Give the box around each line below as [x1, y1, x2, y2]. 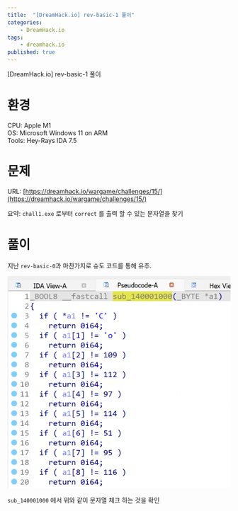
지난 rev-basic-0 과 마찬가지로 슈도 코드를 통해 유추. [7, 261, 152, 270]
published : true [7, 49, 55, 56]
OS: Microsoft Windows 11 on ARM [7, 128, 108, 137]
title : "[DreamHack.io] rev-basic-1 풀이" [7, 11, 135, 18]
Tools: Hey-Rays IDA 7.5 [7, 136, 77, 144]
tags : [7, 34, 23, 41]
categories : [7, 18, 42, 26]
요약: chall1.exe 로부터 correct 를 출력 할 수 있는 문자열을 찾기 [7, 209, 183, 217]
